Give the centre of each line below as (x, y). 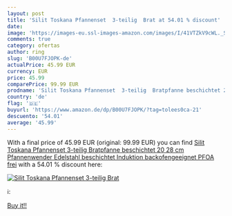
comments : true (29, 39)
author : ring (26, 52)
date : (15, 26)
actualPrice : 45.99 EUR (41, 65)
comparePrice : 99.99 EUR (43, 84)
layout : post (26, 13)
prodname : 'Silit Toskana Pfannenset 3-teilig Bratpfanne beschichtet (114, 90)
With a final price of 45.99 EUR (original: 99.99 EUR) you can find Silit (106, 142)
